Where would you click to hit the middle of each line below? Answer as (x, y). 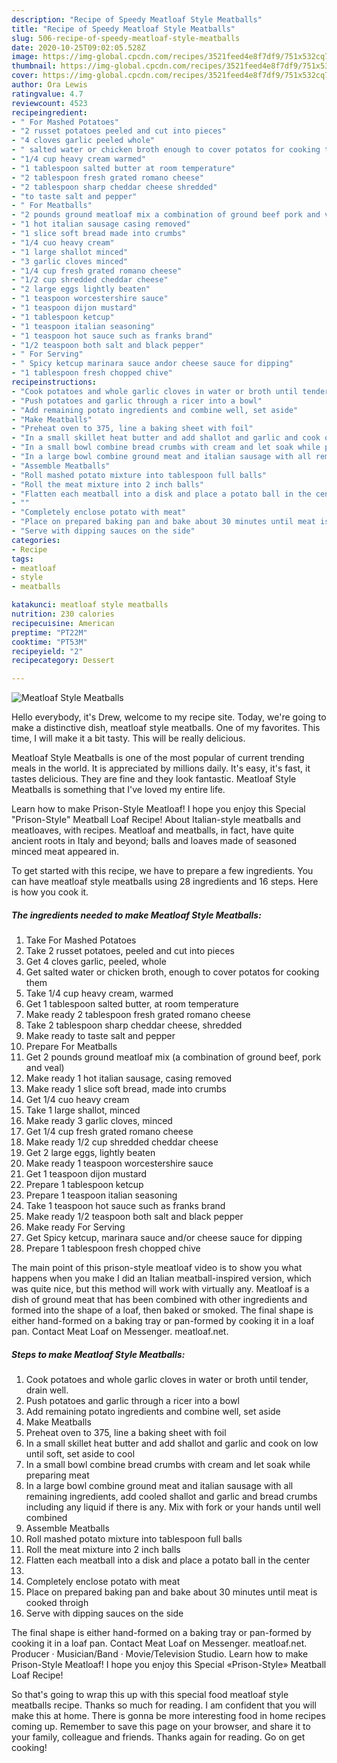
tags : (22, 559)
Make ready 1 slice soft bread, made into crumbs (126, 1089)
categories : (36, 540)
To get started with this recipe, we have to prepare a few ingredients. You (162, 871)
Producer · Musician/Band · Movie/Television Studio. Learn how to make (160, 1654)
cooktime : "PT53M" (49, 642)
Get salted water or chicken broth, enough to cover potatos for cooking (172, 972)
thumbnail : (34, 66)
